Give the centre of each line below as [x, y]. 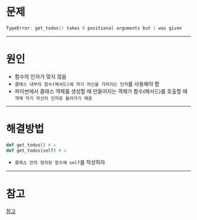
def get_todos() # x [31, 145]
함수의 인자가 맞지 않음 [40, 76]
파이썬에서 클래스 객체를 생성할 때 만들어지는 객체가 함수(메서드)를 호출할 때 [101, 91]
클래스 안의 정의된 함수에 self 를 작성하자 [60, 162]
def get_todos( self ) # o [36, 151]
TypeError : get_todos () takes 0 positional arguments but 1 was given [94, 28]
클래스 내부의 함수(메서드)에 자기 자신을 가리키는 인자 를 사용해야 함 [87, 84]
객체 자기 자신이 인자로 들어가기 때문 [53, 98]
